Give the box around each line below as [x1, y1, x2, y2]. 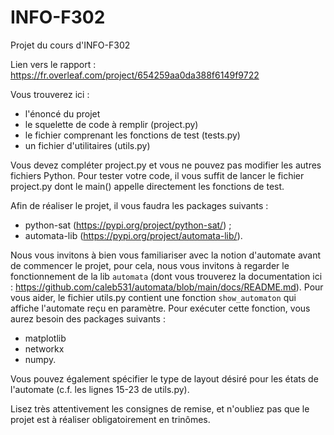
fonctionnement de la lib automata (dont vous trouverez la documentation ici [10, 270, 323, 282]
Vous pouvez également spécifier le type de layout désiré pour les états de [10, 372, 319, 385]
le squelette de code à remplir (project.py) [24, 118, 199, 130]
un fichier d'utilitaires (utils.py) [24, 139, 151, 151]
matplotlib [24, 332, 67, 344]
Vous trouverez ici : [10, 88, 90, 100]
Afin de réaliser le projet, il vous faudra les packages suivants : [10, 199, 269, 211]
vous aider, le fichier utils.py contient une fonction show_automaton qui [10, 291, 297, 303]
